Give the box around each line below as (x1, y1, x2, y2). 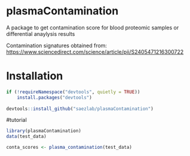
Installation (6, 69, 63, 83)
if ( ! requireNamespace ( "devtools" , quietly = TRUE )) (6, 88, 140, 95)
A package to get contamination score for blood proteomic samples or (6, 24, 179, 31)
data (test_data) (6, 133, 47, 140)
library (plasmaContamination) (6, 128, 82, 134)
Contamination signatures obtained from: (6, 42, 108, 49)
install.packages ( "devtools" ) (17, 94, 93, 100)
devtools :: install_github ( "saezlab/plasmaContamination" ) (6, 106, 154, 112)
